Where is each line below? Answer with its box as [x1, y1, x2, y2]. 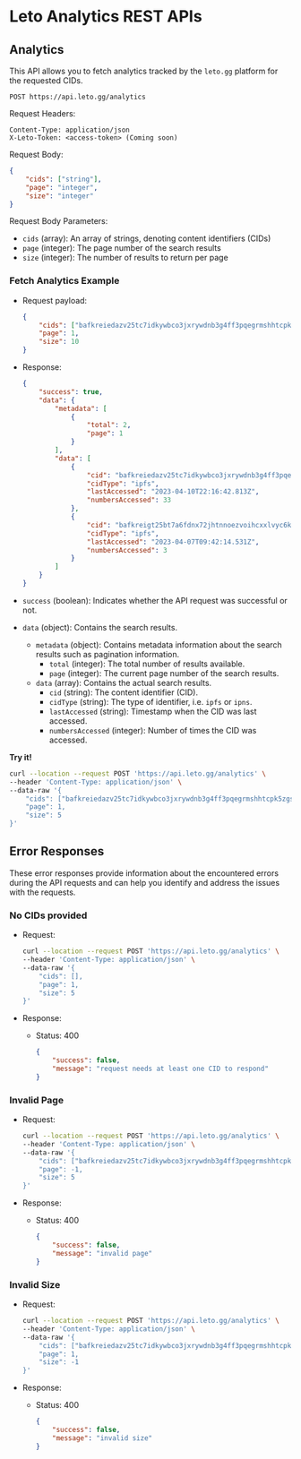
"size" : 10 [39, 338, 80, 347]
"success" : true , [39, 387, 104, 396]
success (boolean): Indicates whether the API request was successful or [21, 595, 288, 605]
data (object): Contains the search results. [21, 622, 177, 632]
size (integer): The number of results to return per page [21, 253, 228, 263]
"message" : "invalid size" [52, 1433, 153, 1443]
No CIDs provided [9, 909, 88, 922]
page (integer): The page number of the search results [21, 243, 221, 253]
